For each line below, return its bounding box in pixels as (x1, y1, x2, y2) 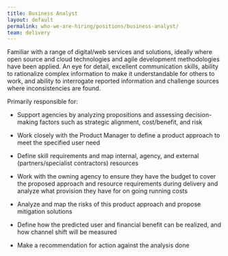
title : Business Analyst (7, 10, 78, 17)
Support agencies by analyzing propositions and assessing (16, 111, 183, 119)
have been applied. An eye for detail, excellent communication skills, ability (7, 62, 219, 71)
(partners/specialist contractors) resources (16, 159, 139, 168)
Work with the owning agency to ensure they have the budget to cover (16, 172, 216, 181)
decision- (184, 111, 212, 119)
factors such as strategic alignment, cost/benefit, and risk (39, 118, 203, 127)
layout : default (7, 16, 53, 23)
